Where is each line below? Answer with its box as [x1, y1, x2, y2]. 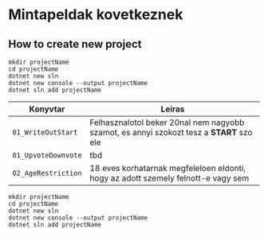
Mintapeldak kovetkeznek [8, 6, 183, 24]
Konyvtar [29, 103, 65, 115]
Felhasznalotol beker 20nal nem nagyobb [89, 117, 245, 128]
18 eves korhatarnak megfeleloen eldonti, [89, 163, 246, 173]
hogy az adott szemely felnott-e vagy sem [89, 173, 250, 184]
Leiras [160, 103, 185, 115]
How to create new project [8, 37, 142, 51]
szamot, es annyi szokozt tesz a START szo [89, 127, 253, 138]
